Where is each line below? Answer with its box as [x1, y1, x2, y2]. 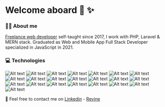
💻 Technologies [5, 57, 46, 64]
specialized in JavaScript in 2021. [5, 44, 74, 50]
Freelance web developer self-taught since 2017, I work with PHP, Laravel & [5, 34, 160, 40]
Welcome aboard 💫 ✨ [5, 4, 95, 16]
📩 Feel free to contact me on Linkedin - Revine [5, 96, 101, 102]
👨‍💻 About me [5, 22, 37, 29]
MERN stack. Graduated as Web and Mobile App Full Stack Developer [5, 39, 148, 45]
